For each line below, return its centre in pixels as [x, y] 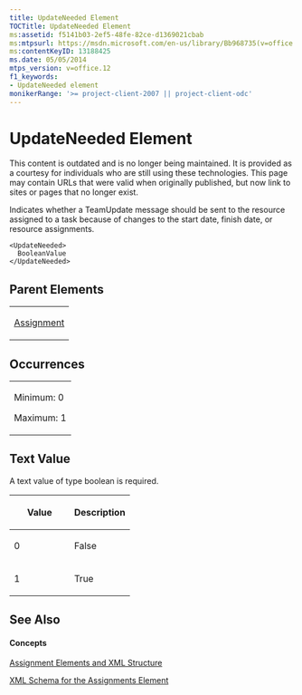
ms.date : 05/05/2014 [48, 60]
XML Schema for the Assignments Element [89, 681]
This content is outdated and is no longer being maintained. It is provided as [151, 163]
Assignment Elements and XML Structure [86, 663]
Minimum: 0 [39, 398]
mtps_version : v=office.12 [60, 69]
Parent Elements [57, 290]
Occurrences [47, 364]
